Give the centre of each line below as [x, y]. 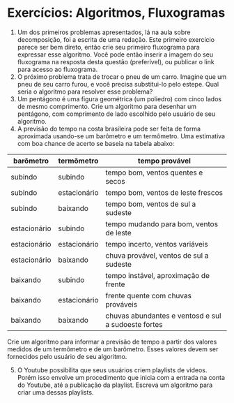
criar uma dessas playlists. [55, 392]
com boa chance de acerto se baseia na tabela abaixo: [96, 143]
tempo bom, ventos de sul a [151, 204]
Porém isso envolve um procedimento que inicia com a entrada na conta [121, 377]
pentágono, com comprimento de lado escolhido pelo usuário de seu [116, 114]
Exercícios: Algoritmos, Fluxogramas [116, 13]
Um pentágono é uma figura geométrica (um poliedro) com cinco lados [119, 98]
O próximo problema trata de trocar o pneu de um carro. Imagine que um [122, 76]
